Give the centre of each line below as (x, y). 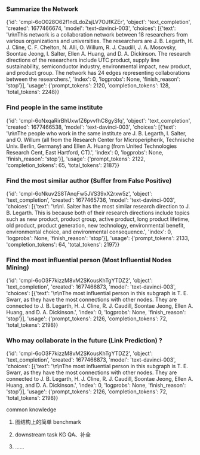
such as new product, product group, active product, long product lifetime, (98, 219)
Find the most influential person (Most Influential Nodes (89, 260)
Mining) (18, 267)
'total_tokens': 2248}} (33, 92)
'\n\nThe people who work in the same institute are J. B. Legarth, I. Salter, (96, 133)
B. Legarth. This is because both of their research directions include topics (98, 213)
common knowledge (31, 409)
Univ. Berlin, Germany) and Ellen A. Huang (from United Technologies (92, 146)
